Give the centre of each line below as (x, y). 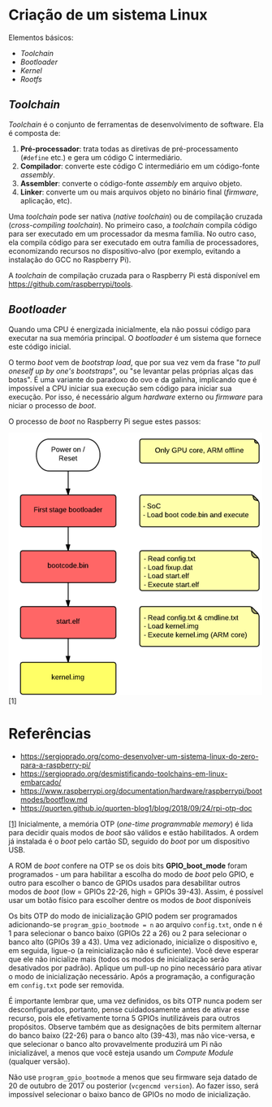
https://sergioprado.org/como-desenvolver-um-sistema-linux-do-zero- (139, 756)
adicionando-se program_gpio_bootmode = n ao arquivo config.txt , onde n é (136, 924)
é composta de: (35, 133)
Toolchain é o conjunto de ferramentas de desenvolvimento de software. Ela (136, 124)
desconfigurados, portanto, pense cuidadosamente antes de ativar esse (129, 1009)
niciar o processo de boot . (52, 405)
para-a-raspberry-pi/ (55, 765)
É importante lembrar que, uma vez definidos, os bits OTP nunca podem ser (135, 1000)
